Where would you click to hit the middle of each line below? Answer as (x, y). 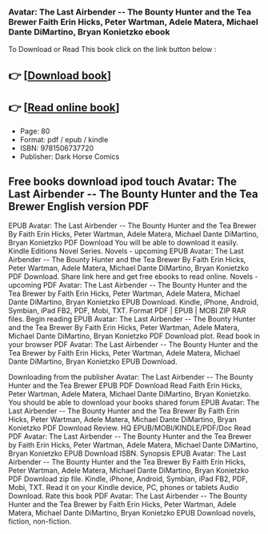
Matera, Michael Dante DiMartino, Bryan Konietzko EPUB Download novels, (132, 513)
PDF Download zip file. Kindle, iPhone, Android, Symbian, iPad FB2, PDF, (128, 479)
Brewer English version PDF (79, 206)
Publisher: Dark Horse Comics (70, 156)
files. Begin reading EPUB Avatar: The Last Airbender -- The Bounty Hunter (132, 319)
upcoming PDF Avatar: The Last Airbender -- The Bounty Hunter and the (128, 285)
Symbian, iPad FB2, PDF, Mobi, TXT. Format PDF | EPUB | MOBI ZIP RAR (127, 311)
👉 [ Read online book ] (64, 108)
